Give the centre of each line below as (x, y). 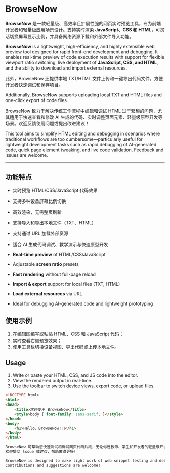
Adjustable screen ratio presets (46, 264)
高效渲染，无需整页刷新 (37, 212)
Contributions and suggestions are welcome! (53, 465)
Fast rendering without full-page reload (54, 274)
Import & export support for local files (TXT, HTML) (66, 284)
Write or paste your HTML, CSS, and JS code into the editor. (75, 375)
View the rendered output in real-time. (52, 381)
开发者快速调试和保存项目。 (34, 85)
